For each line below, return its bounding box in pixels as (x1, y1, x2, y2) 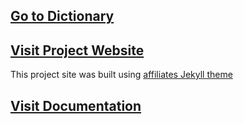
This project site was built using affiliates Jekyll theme (10, 69, 233, 81)
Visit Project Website (10, 42, 145, 59)
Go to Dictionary (10, 8, 115, 25)
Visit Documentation (10, 97, 142, 114)
